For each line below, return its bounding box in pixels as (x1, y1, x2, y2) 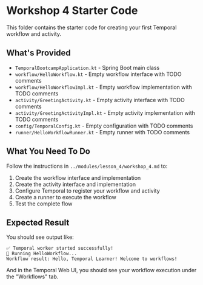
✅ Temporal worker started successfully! (6, 246, 114, 252)
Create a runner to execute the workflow (15, 193, 116, 201)
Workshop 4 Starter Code (6, 4, 138, 18)
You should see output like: (6, 233, 74, 241)
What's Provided (6, 48, 71, 58)
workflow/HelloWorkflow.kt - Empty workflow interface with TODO (15, 70, 182, 78)
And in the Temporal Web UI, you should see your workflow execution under (6, 267, 197, 274)
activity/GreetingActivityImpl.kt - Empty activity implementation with (15, 109, 196, 116)
